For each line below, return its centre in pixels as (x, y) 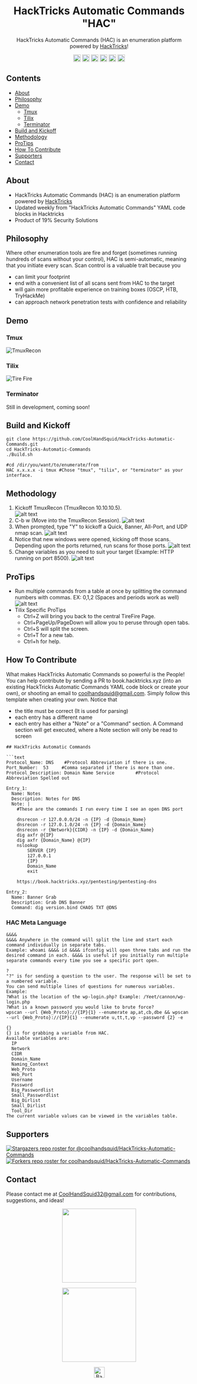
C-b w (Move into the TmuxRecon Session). (68, 521)
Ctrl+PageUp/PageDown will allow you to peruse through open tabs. (106, 622)
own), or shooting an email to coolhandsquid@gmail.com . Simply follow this (98, 693)
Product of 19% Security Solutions (56, 220)
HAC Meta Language (36, 922)
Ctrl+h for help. (42, 641)
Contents (24, 78)
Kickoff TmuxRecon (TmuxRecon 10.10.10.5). (68, 508)
